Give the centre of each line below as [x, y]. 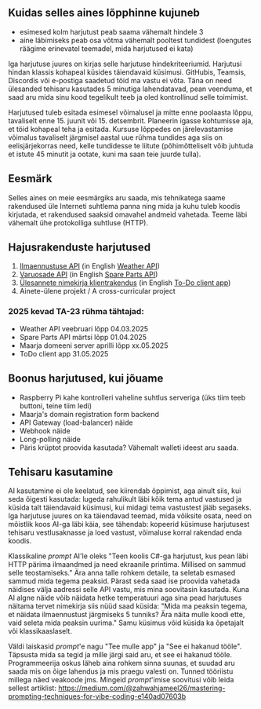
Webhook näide [45, 430]
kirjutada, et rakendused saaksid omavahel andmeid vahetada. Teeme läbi [128, 214]
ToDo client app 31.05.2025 [64, 353]
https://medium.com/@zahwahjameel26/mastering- [142, 688]
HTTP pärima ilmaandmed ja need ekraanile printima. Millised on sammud [127, 565]
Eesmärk [30, 179]
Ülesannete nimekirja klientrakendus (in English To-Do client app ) [125, 283]
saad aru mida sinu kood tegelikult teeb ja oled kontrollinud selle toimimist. [128, 97]
